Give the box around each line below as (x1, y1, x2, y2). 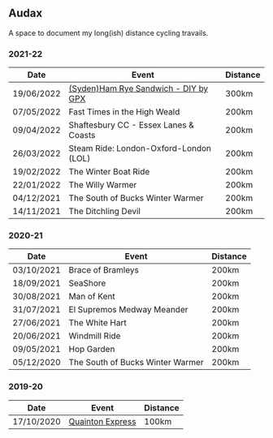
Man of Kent (68, 291, 115, 303)
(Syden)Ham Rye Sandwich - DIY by (68, 83, 209, 94)
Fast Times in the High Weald (68, 106, 180, 118)
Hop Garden (68, 344, 115, 355)
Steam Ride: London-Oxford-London (68, 143, 212, 154)
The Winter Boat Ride (68, 166, 150, 178)
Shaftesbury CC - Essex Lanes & (68, 119, 194, 131)
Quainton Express (68, 415, 136, 427)
